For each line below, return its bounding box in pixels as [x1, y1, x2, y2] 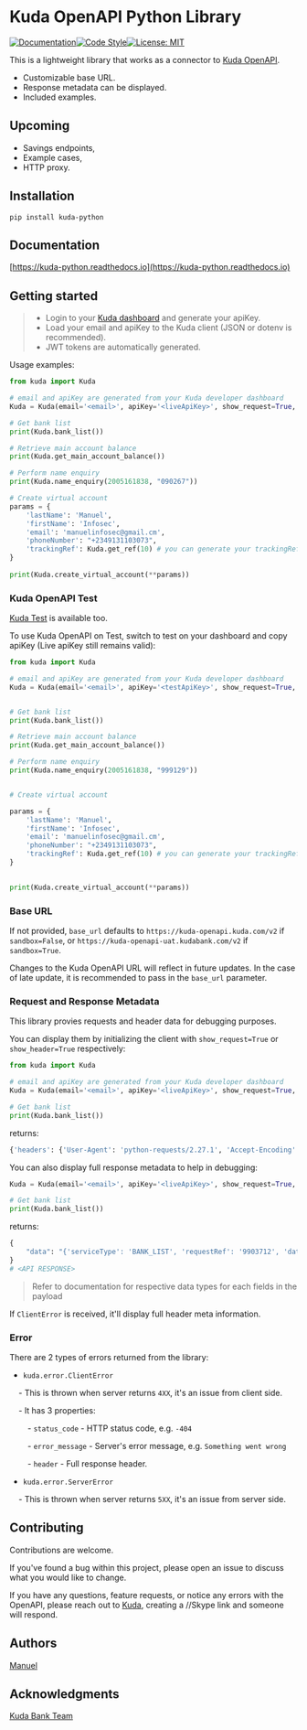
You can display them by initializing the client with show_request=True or [9, 1034, 279, 1045]
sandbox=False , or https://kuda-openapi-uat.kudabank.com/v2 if [9, 935, 249, 946]
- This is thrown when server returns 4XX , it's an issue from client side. [17, 1388, 283, 1398]
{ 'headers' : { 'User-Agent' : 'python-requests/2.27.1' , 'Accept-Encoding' [9, 1145, 297, 1155]
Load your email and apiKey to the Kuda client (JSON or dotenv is [45, 322, 292, 333]
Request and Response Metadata [9, 994, 160, 1007]
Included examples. [22, 91, 97, 102]
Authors [9, 1636, 58, 1651]
